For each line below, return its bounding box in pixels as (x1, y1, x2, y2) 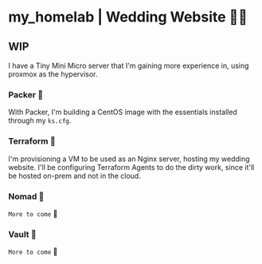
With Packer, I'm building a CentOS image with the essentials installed (8, 108, 237, 117)
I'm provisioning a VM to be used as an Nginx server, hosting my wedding (8, 154, 250, 164)
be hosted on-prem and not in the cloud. (8, 171, 141, 180)
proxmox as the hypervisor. (8, 69, 98, 79)
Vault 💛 (8, 228, 37, 239)
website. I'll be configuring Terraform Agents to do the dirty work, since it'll (8, 162, 255, 171)
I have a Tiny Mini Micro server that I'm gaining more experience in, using (8, 61, 249, 70)
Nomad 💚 (8, 191, 45, 202)
